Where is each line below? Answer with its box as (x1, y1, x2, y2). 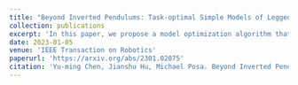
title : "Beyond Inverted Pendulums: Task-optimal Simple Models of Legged (9, 12, 292, 22)
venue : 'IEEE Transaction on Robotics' (9, 46, 157, 55)
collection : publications (9, 21, 105, 30)
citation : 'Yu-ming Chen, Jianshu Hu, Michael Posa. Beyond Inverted (9, 63, 272, 72)
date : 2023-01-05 (9, 37, 74, 47)
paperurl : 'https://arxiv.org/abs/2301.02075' (9, 54, 184, 63)
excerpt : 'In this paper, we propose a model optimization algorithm (9, 29, 272, 38)
